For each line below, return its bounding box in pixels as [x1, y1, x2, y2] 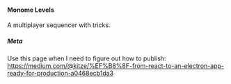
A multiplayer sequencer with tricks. [7, 21, 111, 29]
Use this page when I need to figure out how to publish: [7, 54, 166, 62]
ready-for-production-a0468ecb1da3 [7, 69, 113, 78]
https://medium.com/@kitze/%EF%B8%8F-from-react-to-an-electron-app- [7, 62, 225, 70]
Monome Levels [7, 6, 54, 14]
